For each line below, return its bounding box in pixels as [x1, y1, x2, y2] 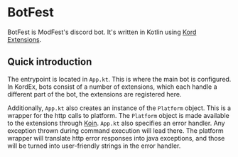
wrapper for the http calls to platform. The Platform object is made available [7, 111, 229, 119]
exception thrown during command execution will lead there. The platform [7, 126, 224, 135]
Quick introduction [7, 56, 92, 68]
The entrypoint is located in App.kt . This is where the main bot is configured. [7, 75, 232, 83]
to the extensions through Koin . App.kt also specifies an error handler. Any [7, 119, 225, 127]
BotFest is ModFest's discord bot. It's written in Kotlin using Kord [7, 28, 197, 36]
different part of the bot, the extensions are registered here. [7, 90, 183, 98]
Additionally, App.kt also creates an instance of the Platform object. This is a [7, 104, 232, 112]
